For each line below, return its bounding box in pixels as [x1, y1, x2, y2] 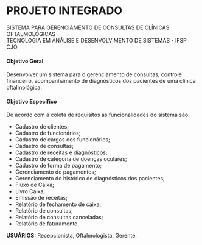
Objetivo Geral [6, 57, 44, 65]
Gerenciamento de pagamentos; [15, 168, 96, 176]
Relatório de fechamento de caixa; [15, 201, 102, 208]
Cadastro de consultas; [15, 143, 74, 150]
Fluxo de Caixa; [15, 181, 55, 189]
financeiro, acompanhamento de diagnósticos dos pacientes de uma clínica [6, 77, 196, 85]
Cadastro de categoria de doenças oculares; [15, 155, 127, 163]
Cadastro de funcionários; [15, 129, 81, 137]
